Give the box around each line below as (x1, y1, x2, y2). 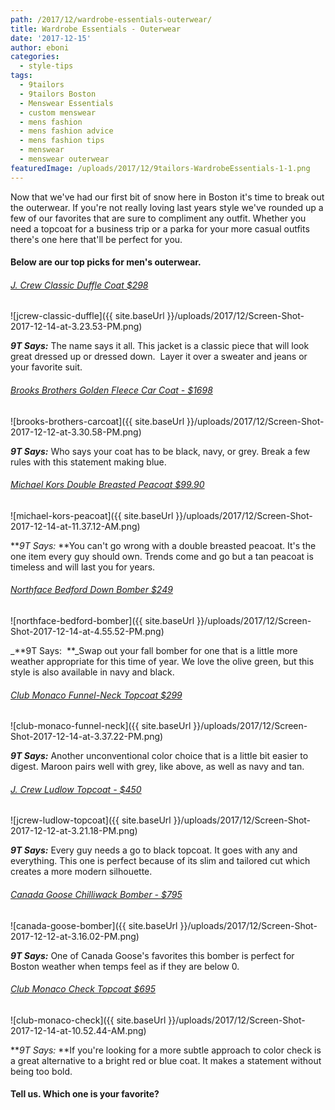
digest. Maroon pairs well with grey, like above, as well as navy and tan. (10, 761, 305, 773)
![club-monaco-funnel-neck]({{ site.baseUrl (10, 720, 192, 732)
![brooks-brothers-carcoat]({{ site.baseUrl (10, 415, 185, 427)
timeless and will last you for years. (10, 561, 156, 573)
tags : (10, 71, 33, 81)
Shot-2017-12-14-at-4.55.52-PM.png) (10, 626, 165, 638)
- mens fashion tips (19, 136, 105, 146)
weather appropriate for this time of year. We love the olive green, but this (10, 656, 315, 668)
